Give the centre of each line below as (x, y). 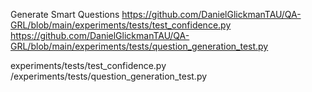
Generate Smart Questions (65, 14)
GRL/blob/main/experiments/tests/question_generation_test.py (139, 46)
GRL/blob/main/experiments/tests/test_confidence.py (121, 25)
